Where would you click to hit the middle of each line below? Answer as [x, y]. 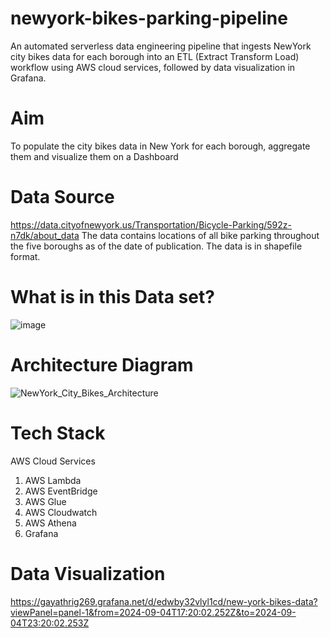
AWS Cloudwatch [61, 512]
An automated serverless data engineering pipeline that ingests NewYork [161, 46]
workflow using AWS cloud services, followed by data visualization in [153, 67]
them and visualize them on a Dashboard [94, 156]
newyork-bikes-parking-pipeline [149, 18]
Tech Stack [58, 433]
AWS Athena [50, 523]
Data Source [62, 197]
